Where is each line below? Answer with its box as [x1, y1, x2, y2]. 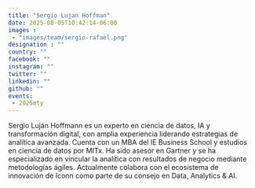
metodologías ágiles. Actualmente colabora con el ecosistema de [8, 163, 219, 172]
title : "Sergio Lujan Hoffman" [8, 11, 111, 20]
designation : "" [8, 41, 65, 49]
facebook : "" [8, 56, 51, 64]
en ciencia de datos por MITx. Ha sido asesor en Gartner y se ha [8, 146, 217, 156]
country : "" [8, 48, 47, 56]
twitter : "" [8, 70, 47, 78]
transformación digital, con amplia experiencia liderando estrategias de [8, 129, 239, 138]
